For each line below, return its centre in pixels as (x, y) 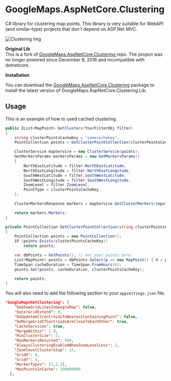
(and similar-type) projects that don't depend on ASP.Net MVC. (71, 29)
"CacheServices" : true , (40, 326)
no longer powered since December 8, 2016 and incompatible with (75, 59)
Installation (17, 75)
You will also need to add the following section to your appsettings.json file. (85, 293)
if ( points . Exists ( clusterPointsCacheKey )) (61, 241)
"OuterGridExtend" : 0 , (38, 312)
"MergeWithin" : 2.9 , (36, 331)
